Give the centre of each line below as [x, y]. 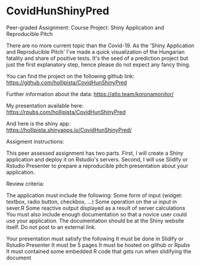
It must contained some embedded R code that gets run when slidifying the [99, 251]
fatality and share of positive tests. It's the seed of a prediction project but [97, 58]
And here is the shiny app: [38, 123]
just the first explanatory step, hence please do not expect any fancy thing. [99, 65]
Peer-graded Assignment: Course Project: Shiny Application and [85, 27]
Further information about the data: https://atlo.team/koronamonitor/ [90, 94]
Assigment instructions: [35, 141]
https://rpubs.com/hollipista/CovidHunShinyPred [66, 112]
